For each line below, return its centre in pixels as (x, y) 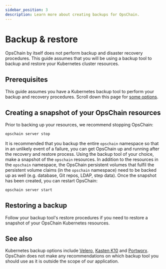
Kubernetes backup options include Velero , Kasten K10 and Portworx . (77, 250)
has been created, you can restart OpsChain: (51, 180)
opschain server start (29, 190)
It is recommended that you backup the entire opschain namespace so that (82, 143)
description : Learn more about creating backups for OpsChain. (72, 15)
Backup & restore (42, 39)
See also (19, 239)
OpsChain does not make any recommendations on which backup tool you (82, 256)
